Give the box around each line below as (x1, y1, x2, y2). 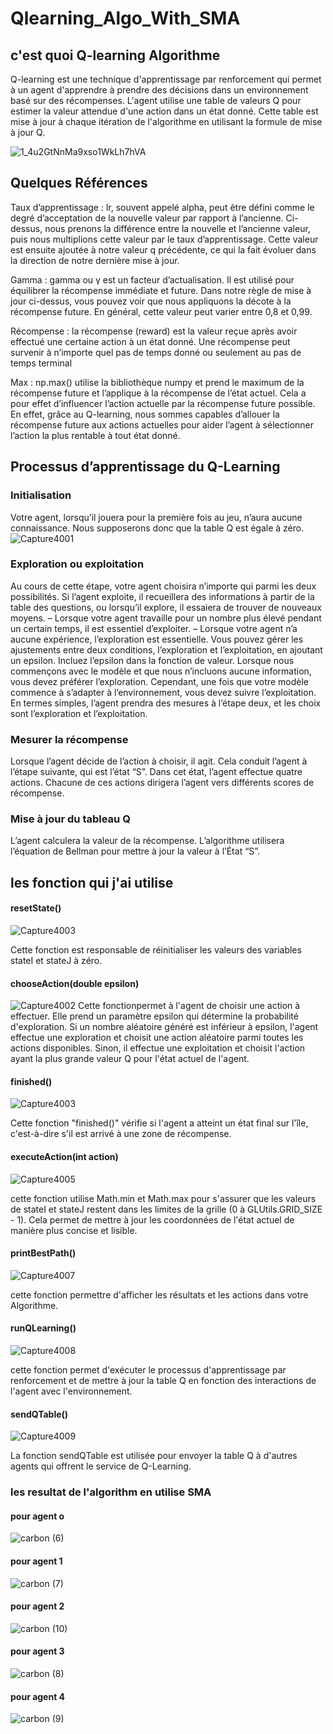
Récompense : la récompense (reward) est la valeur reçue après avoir (10, 325, 298, 337)
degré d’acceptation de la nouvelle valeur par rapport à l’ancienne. (10, 212, 284, 224)
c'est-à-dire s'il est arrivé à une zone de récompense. (10, 1128, 232, 1140)
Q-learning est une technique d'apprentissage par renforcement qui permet (10, 73, 322, 85)
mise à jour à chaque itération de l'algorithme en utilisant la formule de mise (10, 116, 323, 127)
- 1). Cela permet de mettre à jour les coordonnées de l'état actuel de (10, 1213, 295, 1226)
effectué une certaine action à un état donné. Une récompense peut (10, 335, 291, 347)
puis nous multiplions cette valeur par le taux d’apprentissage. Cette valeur (10, 233, 319, 245)
